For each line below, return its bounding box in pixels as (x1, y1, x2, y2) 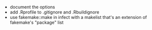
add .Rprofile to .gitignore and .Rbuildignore (9, 9, 99, 15)
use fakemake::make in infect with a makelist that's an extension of (9, 15, 148, 20)
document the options (9, 4, 56, 10)
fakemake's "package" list (9, 19, 64, 25)
